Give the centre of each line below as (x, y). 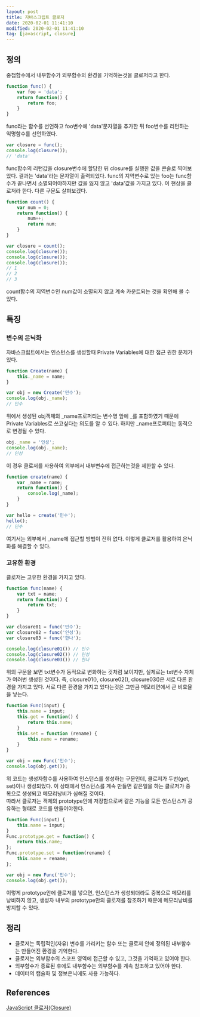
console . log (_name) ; (53, 494)
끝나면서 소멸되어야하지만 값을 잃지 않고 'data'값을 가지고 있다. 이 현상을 (101, 183)
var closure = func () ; (34, 145)
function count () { (30, 202)
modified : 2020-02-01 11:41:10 (45, 28)
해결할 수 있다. (34, 546)
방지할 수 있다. (23, 907)
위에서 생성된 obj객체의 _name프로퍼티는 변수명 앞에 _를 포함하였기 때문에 (93, 416)
